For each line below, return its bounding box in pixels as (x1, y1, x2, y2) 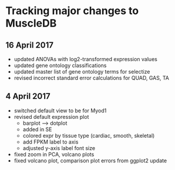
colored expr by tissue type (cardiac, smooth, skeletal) (22, 132, 155, 139)
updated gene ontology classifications (14, 62, 107, 69)
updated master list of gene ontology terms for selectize (14, 68, 150, 75)
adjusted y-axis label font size (22, 144, 95, 151)
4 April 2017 (5, 91, 51, 101)
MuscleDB (5, 16, 57, 30)
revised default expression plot (14, 113, 89, 120)
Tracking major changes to (5, 4, 139, 18)
